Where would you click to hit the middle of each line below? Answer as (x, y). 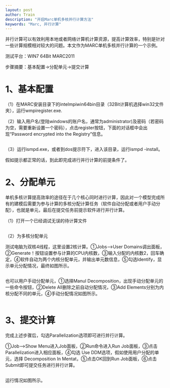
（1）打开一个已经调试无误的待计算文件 (46, 221)
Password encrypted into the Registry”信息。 (59, 134)
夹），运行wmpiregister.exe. (34, 111)
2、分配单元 (30, 182)
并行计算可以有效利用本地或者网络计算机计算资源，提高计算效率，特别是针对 (85, 39)
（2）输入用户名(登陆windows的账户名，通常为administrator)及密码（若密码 (84, 122)
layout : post (19, 10)
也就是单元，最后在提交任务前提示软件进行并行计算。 (72, 210)
